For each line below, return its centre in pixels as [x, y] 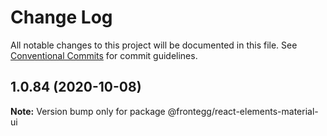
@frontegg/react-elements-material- [243, 111]
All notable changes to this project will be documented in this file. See [154, 45]
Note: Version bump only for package [88, 111]
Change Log [61, 17]
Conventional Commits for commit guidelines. [104, 55]
